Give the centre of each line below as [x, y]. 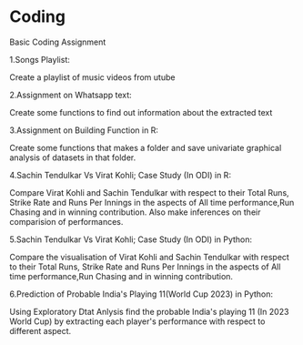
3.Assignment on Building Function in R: [84, 130]
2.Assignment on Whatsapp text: [71, 95]
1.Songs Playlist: [40, 59]
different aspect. [40, 330]
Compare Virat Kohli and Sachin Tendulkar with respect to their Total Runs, [149, 192]
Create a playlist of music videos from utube [92, 77]
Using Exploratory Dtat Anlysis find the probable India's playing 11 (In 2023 [149, 311]
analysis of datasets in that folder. [73, 157]
